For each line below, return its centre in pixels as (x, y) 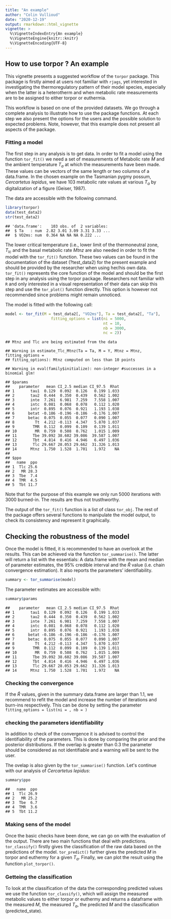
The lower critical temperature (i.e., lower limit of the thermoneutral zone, (82, 245)
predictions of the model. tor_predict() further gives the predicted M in (81, 852)
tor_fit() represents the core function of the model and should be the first (84, 273)
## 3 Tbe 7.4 (21, 476)
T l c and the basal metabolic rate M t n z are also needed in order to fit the (80, 251)
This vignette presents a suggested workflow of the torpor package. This (82, 76)
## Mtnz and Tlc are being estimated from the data (61, 342)
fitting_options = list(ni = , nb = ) (46, 710)
